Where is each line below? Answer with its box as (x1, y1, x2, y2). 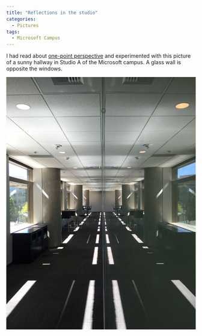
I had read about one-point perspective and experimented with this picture (6, 52, 191, 60)
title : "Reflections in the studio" (6, 10, 98, 16)
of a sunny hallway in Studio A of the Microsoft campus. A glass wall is (6, 59, 182, 66)
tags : (6, 29, 20, 35)
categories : (6, 16, 36, 22)
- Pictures (11, 22, 39, 28)
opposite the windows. (6, 65, 63, 72)
